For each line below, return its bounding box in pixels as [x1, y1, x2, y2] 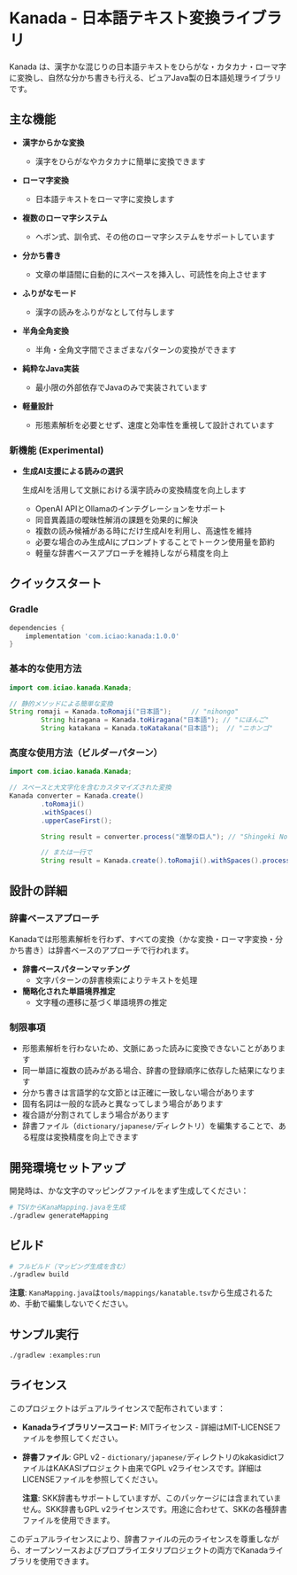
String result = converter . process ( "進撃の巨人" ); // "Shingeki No [41, 832, 288, 841]
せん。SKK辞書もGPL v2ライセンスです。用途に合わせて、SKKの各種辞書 [21, 1503, 287, 1514]
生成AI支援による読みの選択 [21, 466, 124, 477]
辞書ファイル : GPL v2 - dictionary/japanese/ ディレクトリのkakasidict [21, 1451, 278, 1462]
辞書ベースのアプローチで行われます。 [55, 945, 194, 955]
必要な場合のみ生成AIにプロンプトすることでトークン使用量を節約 [34, 537, 276, 548]
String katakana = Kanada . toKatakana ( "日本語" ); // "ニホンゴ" [41, 724, 274, 733]
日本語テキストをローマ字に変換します [34, 193, 175, 204]
